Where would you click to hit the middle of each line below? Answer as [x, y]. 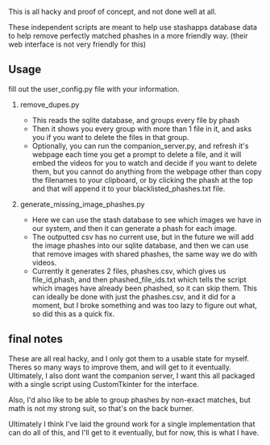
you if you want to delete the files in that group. [110, 137]
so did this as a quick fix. [73, 314]
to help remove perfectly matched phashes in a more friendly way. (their [128, 36]
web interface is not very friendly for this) [77, 44]
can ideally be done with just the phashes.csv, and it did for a [134, 296]
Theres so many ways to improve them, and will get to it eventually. [120, 367]
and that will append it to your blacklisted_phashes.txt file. [129, 188]
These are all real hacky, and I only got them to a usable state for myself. [129, 358]
